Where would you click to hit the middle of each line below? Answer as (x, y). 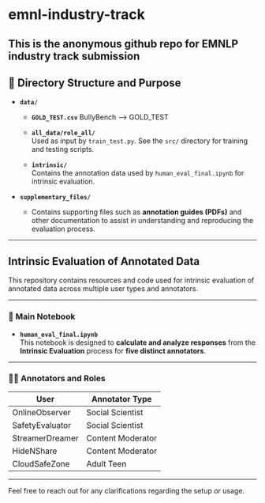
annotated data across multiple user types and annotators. (103, 289)
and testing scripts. (63, 149)
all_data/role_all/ (63, 133)
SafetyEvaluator (42, 425)
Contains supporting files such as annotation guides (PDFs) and (136, 212)
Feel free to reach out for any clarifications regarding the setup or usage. (127, 490)
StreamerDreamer (45, 438)
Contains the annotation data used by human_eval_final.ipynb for (138, 173)
